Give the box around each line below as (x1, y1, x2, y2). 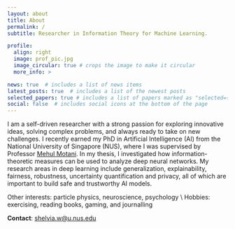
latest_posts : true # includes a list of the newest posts (7, 88, 187, 95)
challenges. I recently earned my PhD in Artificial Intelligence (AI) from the (7, 134, 221, 144)
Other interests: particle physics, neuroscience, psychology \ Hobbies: (7, 193, 211, 202)
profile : (7, 43, 33, 50)
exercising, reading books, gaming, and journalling (7, 200, 153, 209)
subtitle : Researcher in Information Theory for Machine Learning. (7, 29, 208, 37)
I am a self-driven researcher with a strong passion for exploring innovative (7, 120, 224, 128)
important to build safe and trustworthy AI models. (7, 179, 152, 188)
